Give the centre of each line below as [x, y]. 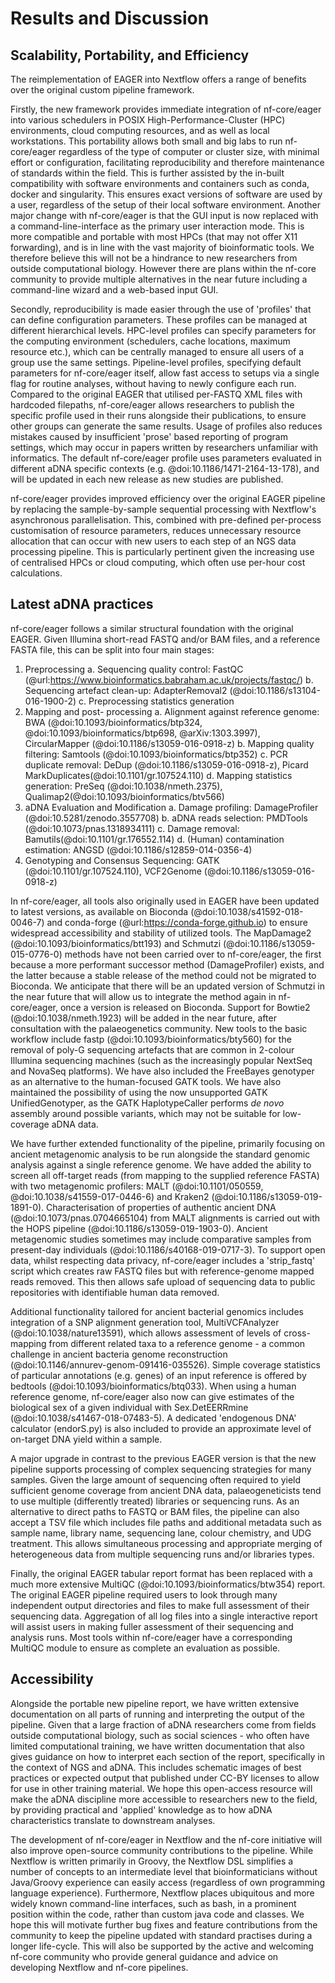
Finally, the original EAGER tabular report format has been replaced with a [161, 1573]
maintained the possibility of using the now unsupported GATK [139, 1092]
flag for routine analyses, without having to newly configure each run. [153, 383]
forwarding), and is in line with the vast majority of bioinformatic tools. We [162, 247]
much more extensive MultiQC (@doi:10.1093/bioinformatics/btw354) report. [168, 1584]
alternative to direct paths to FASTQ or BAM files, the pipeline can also [155, 1511]
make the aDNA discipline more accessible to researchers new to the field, [164, 1799]
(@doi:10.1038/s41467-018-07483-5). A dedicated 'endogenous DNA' [153, 1418]
